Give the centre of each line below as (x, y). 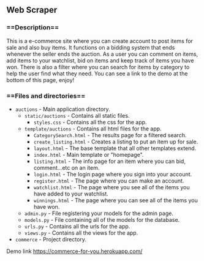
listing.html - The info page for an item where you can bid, (109, 161)
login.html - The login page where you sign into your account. (113, 174)
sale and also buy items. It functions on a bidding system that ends (91, 47)
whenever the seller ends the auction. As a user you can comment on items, (102, 54)
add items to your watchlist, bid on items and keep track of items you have (100, 60)
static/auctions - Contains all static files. (77, 115)
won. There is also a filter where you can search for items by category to (98, 67)
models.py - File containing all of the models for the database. (102, 219)
